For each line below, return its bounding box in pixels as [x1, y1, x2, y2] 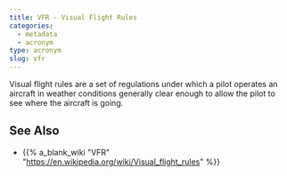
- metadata [17, 29, 58, 38]
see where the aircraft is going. [9, 98, 124, 108]
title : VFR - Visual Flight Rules [9, 12, 138, 22]
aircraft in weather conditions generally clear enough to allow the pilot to [9, 88, 276, 99]
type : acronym [9, 46, 62, 55]
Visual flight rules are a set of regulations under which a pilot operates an [9, 79, 278, 89]
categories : [9, 21, 53, 30]
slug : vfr [9, 54, 46, 63]
